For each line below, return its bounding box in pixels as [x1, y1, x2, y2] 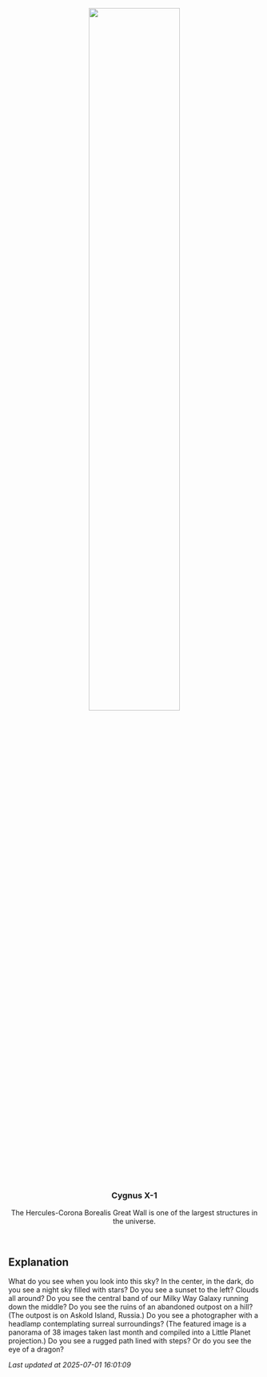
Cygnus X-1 [111, 1190, 157, 1201]
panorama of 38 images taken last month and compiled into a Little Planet [8, 1327, 251, 1337]
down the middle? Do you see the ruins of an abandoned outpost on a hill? [8, 1302, 253, 1312]
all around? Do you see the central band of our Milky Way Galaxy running [8, 1294, 249, 1303]
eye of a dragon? [8, 1345, 65, 1355]
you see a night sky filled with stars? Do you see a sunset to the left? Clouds [8, 1285, 259, 1295]
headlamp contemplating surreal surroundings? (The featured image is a [8, 1319, 247, 1329]
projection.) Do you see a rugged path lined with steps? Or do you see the [8, 1336, 252, 1346]
